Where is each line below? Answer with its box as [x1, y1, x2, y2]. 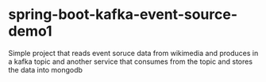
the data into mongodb [8, 65, 83, 74]
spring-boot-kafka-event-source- [8, 6, 238, 24]
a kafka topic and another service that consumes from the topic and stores [8, 57, 253, 66]
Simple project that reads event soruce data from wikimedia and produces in [8, 48, 259, 58]
